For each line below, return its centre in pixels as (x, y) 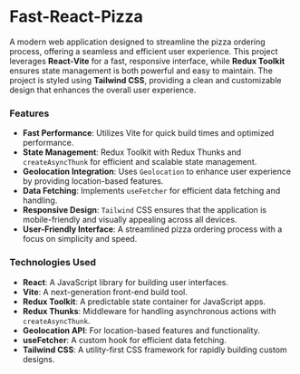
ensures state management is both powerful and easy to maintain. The (141, 71)
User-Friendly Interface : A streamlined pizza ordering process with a (152, 229)
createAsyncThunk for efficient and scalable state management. (140, 162)
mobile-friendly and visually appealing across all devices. (130, 220)
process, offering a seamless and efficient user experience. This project (144, 51)
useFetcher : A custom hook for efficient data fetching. (124, 340)
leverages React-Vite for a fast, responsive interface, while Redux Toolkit (147, 61)
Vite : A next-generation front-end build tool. (105, 292)
